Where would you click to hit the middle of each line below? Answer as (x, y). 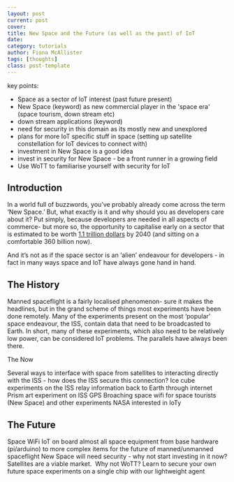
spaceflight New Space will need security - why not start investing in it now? (117, 457)
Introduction (35, 188)
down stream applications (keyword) (70, 121)
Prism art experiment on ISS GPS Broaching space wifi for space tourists (112, 395)
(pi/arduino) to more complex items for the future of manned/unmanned (110, 449)
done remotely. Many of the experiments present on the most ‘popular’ (109, 316)
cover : (17, 27)
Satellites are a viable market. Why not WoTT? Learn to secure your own (112, 464)
